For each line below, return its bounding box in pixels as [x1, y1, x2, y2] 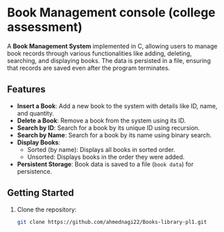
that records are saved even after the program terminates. [7, 64, 171, 72]
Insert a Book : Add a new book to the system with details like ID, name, [16, 101, 218, 110]
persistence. [16, 167, 53, 175]
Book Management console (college [7, 5, 216, 21]
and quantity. [16, 109, 55, 117]
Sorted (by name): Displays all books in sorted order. [27, 145, 176, 153]
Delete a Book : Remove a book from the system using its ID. [16, 116, 186, 125]
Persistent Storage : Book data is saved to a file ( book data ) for [16, 159, 194, 168]
